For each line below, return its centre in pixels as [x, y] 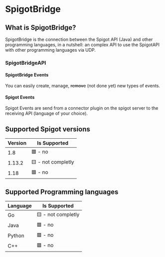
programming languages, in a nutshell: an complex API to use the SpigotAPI [82, 45]
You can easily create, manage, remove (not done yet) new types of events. [83, 86]
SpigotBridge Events [27, 75]
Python [16, 236]
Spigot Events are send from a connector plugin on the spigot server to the [82, 108]
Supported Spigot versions [48, 129]
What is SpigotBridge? [41, 28]
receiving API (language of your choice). [46, 113]
